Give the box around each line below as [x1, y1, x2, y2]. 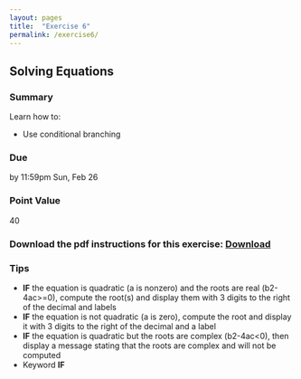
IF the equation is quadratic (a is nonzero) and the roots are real [22, 282, 260, 293]
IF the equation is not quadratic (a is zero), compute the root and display [22, 311, 292, 322]
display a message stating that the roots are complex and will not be [22, 340, 277, 351]
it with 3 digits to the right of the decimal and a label [22, 320, 217, 331]
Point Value [9, 194, 61, 207]
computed [22, 349, 61, 360]
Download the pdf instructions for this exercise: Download [9, 237, 271, 250]
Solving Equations [9, 63, 115, 79]
